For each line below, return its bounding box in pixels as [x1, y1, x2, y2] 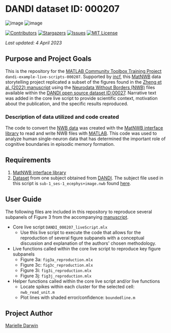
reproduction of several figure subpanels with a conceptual [20, 235, 145, 241]
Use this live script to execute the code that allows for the [20, 229, 141, 235]
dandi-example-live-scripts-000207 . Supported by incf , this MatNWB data [5, 73, 161, 80]
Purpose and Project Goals [5, 55, 92, 63]
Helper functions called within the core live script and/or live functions [12, 278, 160, 284]
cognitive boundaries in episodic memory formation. [5, 141, 115, 147]
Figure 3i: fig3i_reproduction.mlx [20, 267, 92, 273]
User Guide [5, 195, 42, 204]
